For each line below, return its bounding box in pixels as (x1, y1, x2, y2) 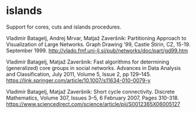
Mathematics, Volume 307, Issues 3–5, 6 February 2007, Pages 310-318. (6, 94, 180, 101)
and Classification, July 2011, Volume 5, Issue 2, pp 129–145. (6, 70, 152, 77)
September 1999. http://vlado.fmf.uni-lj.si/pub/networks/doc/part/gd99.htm (6, 47, 188, 54)
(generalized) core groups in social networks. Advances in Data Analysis (6, 64, 181, 71)
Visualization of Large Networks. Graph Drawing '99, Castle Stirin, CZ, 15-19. (6, 41, 191, 48)
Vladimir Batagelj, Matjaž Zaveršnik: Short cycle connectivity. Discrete (6, 88, 175, 95)
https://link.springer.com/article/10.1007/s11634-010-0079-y (6, 77, 151, 84)
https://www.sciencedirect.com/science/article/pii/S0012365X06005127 (6, 100, 180, 107)
